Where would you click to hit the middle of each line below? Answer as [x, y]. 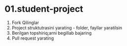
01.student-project [44, 9]
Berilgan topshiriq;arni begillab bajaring [52, 33]
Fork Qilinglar [25, 23]
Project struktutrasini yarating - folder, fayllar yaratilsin [67, 27]
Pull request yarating [33, 38]
